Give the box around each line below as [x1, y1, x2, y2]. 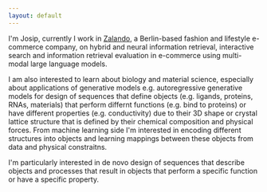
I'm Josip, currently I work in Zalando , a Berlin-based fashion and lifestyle [8, 33, 251, 43]
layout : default [8, 11, 62, 20]
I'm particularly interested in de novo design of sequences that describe [8, 157, 245, 167]
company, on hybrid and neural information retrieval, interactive [45, 41, 254, 52]
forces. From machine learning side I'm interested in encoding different [8, 125, 241, 135]
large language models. [30, 59, 108, 69]
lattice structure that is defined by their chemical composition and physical [8, 116, 253, 126]
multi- [222, 50, 242, 60]
